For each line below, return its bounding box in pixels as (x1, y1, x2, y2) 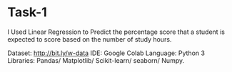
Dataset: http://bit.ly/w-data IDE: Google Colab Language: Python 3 (7, 49, 206, 57)
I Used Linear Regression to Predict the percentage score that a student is (7, 28, 225, 36)
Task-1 (7, 4, 48, 20)
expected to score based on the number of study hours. (7, 35, 172, 43)
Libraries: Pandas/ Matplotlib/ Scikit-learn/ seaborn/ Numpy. (7, 56, 184, 64)
